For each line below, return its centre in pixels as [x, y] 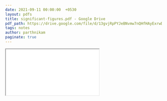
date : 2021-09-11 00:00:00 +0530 [41, 10]
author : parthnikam [25, 33]
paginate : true [21, 37]
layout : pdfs [19, 14]
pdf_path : [15, 23]
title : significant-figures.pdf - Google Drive [55, 19]
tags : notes [17, 28]
